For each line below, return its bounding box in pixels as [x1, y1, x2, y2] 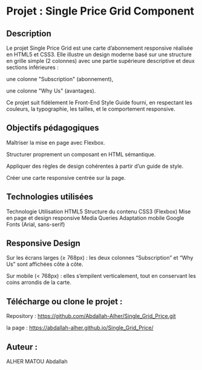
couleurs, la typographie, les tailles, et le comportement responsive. [6, 105, 175, 113]
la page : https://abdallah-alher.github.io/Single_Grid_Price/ [6, 324, 154, 331]
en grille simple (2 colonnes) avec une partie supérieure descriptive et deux [6, 58, 195, 64]
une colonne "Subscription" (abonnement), [6, 76, 114, 82]
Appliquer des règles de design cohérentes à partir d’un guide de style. [6, 162, 184, 170]
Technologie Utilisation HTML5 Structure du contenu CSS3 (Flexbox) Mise [6, 208, 191, 215]
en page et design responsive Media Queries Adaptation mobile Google [6, 214, 184, 222]
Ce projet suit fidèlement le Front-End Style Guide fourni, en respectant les [6, 99, 192, 106]
